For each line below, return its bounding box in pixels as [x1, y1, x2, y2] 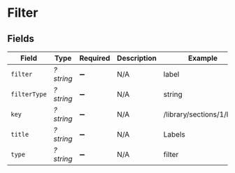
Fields [7, 33, 35, 45]
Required [79, 54, 111, 63]
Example [187, 54, 218, 63]
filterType [10, 91, 47, 98]
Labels [163, 130, 185, 139]
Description [116, 54, 157, 63]
